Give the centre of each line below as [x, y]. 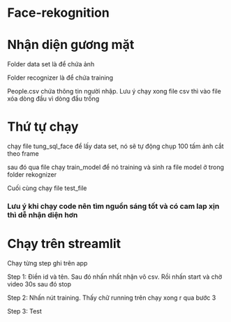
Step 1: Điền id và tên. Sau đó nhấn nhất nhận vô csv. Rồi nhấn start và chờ [115, 277]
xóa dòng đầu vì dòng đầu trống [53, 98]
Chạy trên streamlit [64, 244]
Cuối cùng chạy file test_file [47, 188]
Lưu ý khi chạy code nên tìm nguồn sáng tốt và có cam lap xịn [113, 206]
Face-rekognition [58, 13]
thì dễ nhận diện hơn [43, 214]
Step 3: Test [24, 311]
